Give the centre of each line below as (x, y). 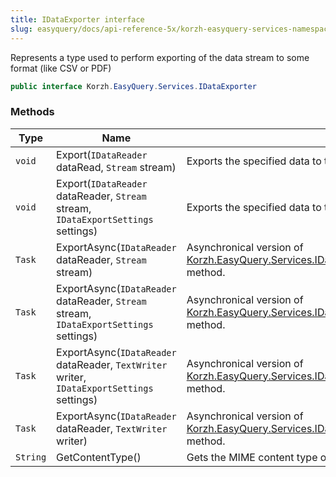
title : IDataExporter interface (77, 19)
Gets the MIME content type (252, 457)
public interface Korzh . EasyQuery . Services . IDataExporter (133, 86)
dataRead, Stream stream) (116, 167)
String (31, 457)
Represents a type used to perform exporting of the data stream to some (160, 57)
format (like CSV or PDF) (61, 68)
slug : (21, 29)
